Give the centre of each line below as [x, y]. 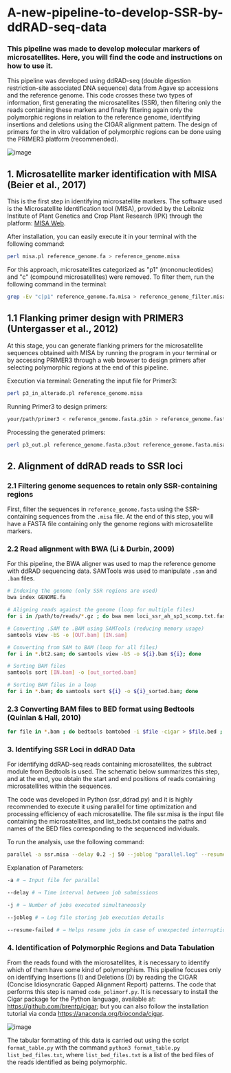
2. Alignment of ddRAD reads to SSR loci [95, 466]
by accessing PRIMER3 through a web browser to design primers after [107, 360]
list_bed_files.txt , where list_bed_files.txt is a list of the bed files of [111, 1054]
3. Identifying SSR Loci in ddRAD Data [71, 749]
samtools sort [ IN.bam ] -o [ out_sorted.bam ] [72, 673]
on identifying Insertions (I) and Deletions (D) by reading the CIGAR [102, 977]
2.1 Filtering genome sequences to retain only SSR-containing [112, 486]
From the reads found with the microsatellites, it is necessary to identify [108, 962]
